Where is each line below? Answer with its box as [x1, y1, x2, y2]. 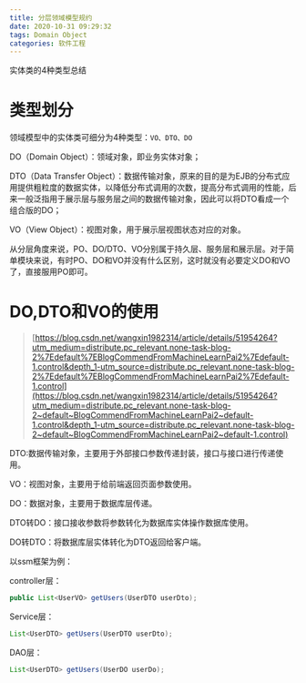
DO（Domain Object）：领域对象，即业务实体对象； [9, 151, 201, 162]
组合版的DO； [9, 205, 62, 216]
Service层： [9, 611, 55, 622]
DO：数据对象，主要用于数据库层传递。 [9, 498, 158, 509]
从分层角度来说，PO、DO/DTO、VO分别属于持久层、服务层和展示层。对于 [9, 243, 287, 255]
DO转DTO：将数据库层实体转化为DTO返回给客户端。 [9, 536, 207, 547]
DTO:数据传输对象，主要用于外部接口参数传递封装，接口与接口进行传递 [9, 448, 276, 459]
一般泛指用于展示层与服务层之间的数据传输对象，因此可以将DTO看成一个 [16, 193, 290, 205]
